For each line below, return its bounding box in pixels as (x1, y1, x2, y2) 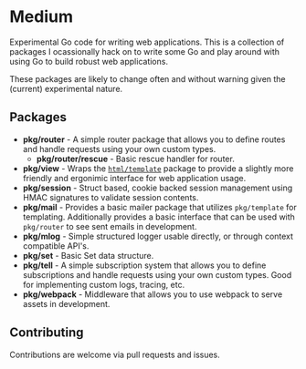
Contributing (9, 325, 84, 341)
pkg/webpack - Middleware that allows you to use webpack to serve (22, 289, 283, 300)
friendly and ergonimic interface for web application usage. (22, 172, 247, 183)
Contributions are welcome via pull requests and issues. (9, 349, 221, 360)
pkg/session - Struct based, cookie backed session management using (22, 182, 293, 193)
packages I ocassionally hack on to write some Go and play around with (9, 46, 280, 56)
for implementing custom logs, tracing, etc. (22, 279, 185, 290)
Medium (9, 6, 73, 27)
